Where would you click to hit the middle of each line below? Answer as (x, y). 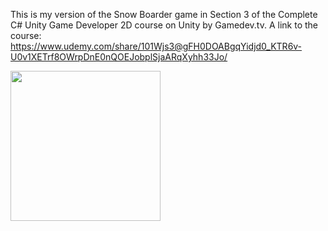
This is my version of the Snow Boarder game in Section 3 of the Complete (164, 14)
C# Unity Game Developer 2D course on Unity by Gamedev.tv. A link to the (164, 25)
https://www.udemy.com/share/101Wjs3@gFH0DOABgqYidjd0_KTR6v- (156, 46)
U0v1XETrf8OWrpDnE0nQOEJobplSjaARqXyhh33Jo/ (119, 57)
